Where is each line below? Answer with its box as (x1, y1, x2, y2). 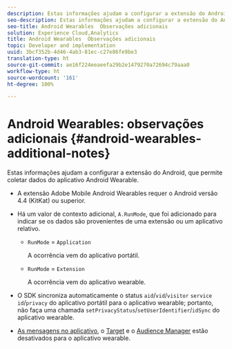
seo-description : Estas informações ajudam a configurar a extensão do (7, 17, 217, 23)
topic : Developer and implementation (7, 42, 116, 49)
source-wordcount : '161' (7, 74, 79, 81)
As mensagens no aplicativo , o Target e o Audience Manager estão (17, 327, 209, 335)
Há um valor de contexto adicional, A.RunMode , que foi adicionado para (17, 210, 217, 218)
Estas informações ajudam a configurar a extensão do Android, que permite (7, 168, 223, 177)
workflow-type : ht (7, 68, 60, 74)
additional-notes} (7, 146, 110, 161)
